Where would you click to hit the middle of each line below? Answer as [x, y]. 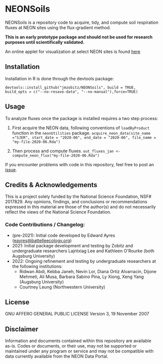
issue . [11, 170]
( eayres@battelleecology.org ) [42, 240]
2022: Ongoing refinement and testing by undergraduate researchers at [84, 261]
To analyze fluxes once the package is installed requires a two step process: [81, 118]
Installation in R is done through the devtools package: [60, 78]
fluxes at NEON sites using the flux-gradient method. [58, 27]
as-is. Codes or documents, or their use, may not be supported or [71, 346]
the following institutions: [37, 266]
